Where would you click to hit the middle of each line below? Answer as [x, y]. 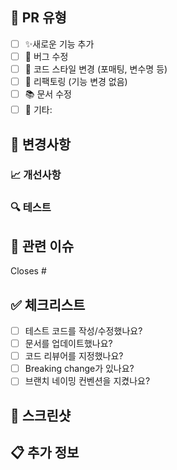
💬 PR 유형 [38, 18]
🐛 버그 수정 [46, 56]
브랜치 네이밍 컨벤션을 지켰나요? [87, 381]
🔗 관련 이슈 [42, 246]
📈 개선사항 [36, 175]
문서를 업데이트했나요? [68, 344]
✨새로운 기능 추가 [59, 44]
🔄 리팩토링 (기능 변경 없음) [76, 81]
